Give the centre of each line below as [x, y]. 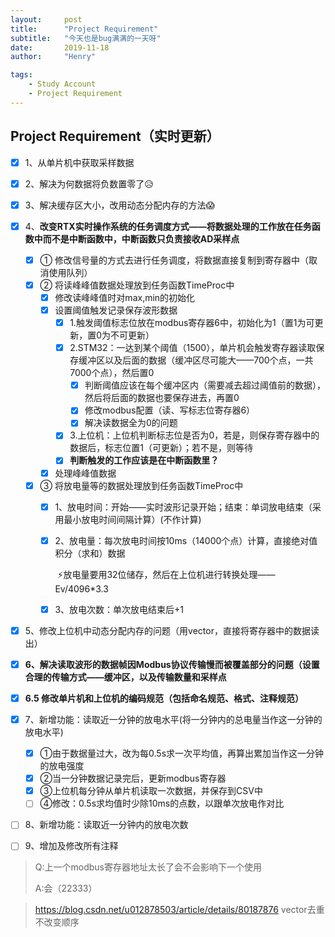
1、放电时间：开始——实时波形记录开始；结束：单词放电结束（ [183, 507]
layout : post [46, 19]
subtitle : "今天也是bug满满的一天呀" [86, 38]
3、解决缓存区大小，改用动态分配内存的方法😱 [120, 205]
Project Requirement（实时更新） [115, 136]
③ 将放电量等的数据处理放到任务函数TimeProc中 [141, 485]
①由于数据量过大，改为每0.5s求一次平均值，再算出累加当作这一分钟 [182, 753]
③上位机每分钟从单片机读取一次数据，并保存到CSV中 [151, 791]
